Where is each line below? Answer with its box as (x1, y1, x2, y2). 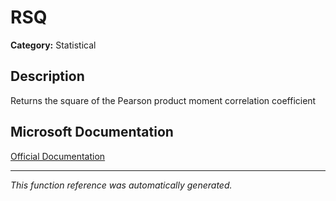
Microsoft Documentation (10, 124, 174, 141)
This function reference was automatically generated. (10, 179, 233, 191)
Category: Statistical (10, 39, 97, 51)
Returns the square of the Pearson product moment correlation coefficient (10, 94, 317, 106)
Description (10, 68, 85, 85)
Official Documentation (10, 150, 106, 162)
